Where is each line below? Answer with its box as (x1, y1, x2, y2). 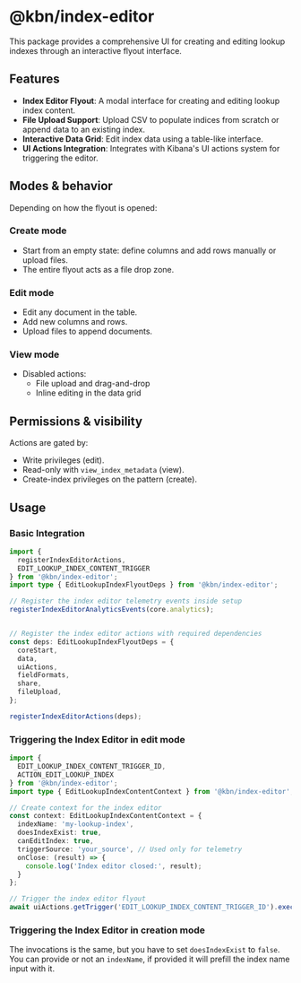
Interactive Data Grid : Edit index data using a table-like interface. (21, 133, 264, 144)
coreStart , (17, 646, 58, 655)
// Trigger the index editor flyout (9, 894, 146, 903)
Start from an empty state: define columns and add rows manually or (21, 245, 277, 256)
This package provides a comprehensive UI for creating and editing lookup (9, 36, 285, 47)
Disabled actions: (21, 369, 87, 379)
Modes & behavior (9, 178, 114, 194)
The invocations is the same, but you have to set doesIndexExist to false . (9, 944, 280, 955)
